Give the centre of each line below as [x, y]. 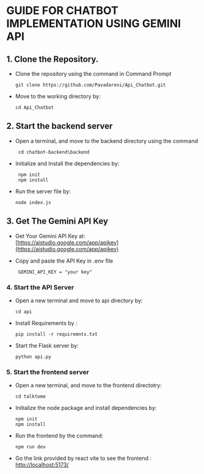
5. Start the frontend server [48, 372]
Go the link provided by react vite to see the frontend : [83, 458]
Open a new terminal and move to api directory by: [79, 301]
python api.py [33, 357]
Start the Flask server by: [47, 345]
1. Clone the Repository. [53, 59]
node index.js [33, 202]
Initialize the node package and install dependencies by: [86, 408]
